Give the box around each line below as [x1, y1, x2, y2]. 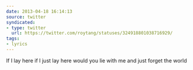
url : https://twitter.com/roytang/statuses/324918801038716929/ [11, 30, 173, 36]
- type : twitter [6, 24, 46, 31]
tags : [6, 36, 19, 41]
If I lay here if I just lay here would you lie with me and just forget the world [6, 57, 187, 64]
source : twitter [6, 14, 46, 20]
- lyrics [6, 41, 28, 47]
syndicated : [6, 19, 35, 25]
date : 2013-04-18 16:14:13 [6, 8, 73, 15]
